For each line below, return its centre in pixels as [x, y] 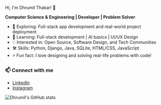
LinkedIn [21, 83]
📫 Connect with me [29, 70]
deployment [24, 32]
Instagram [22, 88]
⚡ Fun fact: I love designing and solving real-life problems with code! [82, 55]
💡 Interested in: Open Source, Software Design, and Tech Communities [84, 42]
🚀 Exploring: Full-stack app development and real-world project [77, 26]
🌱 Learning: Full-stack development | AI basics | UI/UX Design [75, 37]
